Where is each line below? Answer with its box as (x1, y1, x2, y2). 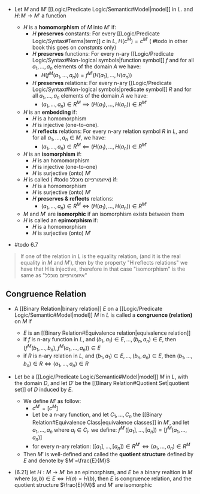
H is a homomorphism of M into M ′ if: (23, 24, 117, 31)
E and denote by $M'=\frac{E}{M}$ (23, 457, 110, 464)
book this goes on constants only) (32, 44, 117, 51)
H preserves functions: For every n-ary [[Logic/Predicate (32, 50, 174, 57)
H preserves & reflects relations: (32, 195, 114, 202)
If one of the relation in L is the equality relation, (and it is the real (20, 252, 181, 260)
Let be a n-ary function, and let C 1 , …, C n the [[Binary (32, 411, 162, 419)
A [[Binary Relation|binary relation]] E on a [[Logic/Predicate (14, 305, 163, 312)
